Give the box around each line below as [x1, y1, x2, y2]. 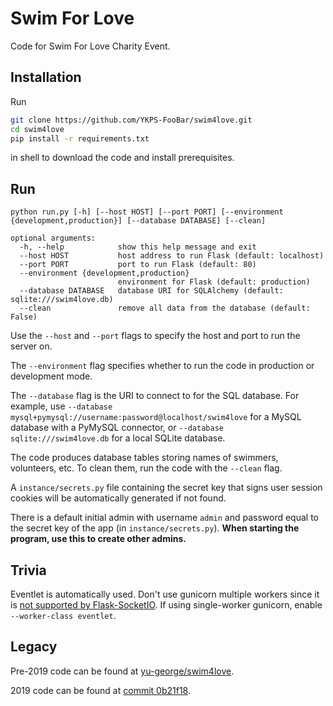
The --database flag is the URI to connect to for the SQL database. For [10, 390, 300, 402]
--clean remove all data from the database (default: [19, 303, 311, 314]
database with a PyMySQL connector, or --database [10, 422, 224, 434]
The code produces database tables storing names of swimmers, [10, 452, 279, 464]
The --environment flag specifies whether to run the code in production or [10, 360, 315, 372]
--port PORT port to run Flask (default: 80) [19, 260, 257, 270]
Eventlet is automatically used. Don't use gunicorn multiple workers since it [10, 588, 320, 600]
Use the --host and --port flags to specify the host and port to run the [10, 330, 301, 342]
